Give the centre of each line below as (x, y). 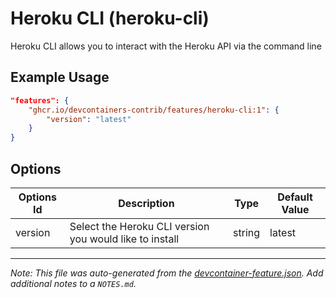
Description (146, 203)
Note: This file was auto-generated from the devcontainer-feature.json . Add (167, 273)
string (247, 232)
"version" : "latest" (89, 119)
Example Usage (60, 77)
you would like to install (124, 239)
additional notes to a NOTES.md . (73, 283)
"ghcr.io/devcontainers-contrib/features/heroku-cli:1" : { (154, 110)
